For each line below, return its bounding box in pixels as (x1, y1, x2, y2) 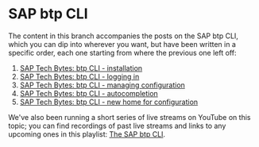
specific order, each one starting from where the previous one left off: (8, 48, 237, 57)
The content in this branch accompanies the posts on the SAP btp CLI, (8, 31, 238, 41)
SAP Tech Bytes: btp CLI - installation (19, 63, 143, 72)
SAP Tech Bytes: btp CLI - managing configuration (19, 80, 185, 90)
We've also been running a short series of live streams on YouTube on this (8, 112, 251, 122)
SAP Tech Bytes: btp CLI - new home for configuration (19, 97, 199, 106)
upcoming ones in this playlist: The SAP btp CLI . (8, 129, 165, 139)
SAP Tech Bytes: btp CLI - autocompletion (19, 88, 159, 98)
